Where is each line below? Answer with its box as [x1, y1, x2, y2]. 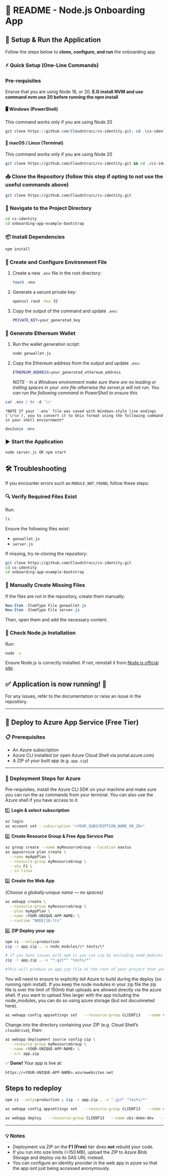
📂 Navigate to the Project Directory [5, 205, 92, 212]
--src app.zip [10, 1051, 39, 1056]
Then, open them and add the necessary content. [5, 617, 108, 623]
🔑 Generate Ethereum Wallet [5, 330, 75, 337]
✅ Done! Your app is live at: [5, 1060, 63, 1066]
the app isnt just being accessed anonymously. [12, 1165, 110, 1171]
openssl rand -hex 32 [12, 298, 58, 304]
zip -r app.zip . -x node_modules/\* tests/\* [5, 944, 105, 949]
